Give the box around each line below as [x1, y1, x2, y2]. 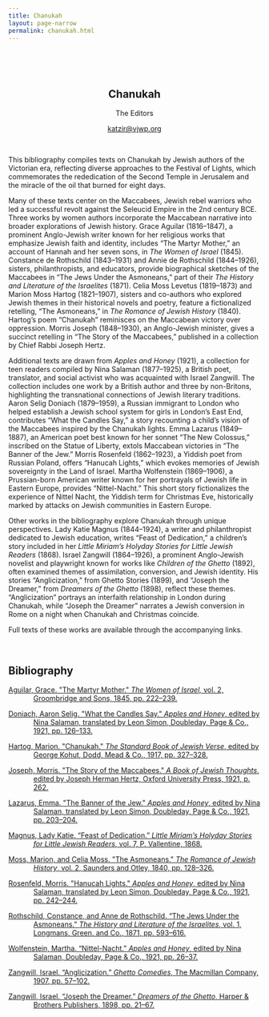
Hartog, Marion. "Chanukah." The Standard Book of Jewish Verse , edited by [8, 742, 259, 751]
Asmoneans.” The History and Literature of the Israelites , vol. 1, [33, 919, 242, 929]
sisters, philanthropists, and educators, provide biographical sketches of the [8, 264, 259, 274]
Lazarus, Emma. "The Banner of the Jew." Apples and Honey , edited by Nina [8, 798, 261, 807]
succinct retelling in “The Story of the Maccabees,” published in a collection [8, 332, 259, 342]
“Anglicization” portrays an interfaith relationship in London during [8, 593, 227, 603]
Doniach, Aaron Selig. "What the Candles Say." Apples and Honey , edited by [8, 709, 260, 719]
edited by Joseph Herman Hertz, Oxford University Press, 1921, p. [33, 774, 251, 783]
